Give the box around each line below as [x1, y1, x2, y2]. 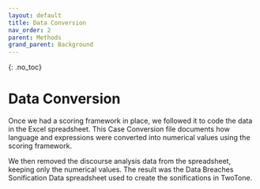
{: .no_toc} [8, 62, 42, 72]
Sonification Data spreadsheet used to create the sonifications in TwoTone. [8, 173, 253, 183]
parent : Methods [8, 33, 62, 42]
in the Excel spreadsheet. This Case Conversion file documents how [8, 124, 231, 134]
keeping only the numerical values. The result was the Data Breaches [8, 165, 234, 174]
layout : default [8, 11, 62, 20]
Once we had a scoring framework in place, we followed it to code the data [8, 116, 253, 126]
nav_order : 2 [8, 26, 51, 34]
